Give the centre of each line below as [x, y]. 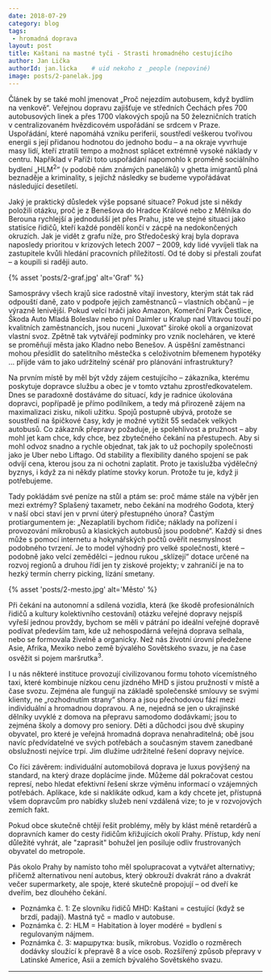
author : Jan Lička [39, 61]
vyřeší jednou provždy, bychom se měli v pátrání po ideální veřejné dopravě [134, 623]
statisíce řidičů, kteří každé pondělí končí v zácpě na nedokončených [123, 228]
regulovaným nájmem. [57, 934]
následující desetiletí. [43, 186]
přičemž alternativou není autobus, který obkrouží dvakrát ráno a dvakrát [130, 875]
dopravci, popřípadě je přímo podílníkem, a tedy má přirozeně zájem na [127, 403]
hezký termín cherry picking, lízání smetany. [82, 574]
